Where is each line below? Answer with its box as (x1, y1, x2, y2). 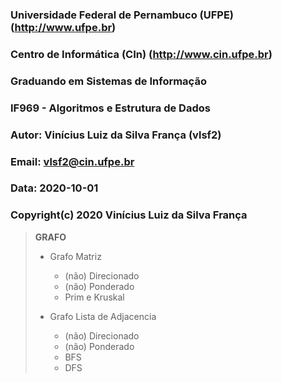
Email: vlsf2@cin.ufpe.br (10, 154, 135, 168)
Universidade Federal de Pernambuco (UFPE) (10, 8, 235, 22)
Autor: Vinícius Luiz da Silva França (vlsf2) (10, 128, 222, 142)
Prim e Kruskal (64, 291, 125, 303)
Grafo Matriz (49, 250, 102, 262)
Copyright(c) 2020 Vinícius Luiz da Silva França (10, 208, 248, 222)
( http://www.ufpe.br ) (10, 20, 117, 34)
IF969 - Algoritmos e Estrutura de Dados (10, 101, 211, 115)
